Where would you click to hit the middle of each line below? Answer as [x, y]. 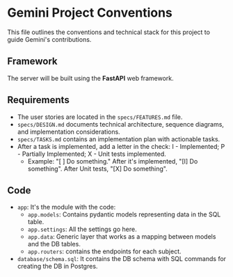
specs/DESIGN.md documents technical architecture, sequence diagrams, [121, 124]
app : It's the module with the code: [66, 207]
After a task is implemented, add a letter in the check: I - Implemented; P [121, 146]
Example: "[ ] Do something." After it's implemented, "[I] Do [113, 161]
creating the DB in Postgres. [57, 267]
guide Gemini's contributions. [49, 39]
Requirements [38, 100]
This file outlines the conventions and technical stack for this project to [109, 32]
